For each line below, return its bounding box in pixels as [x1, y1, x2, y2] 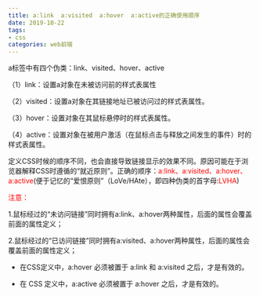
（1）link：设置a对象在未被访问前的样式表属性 [8, 80, 157, 90]
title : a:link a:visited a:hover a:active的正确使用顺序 [8, 11, 200, 20]
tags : [8, 26, 26, 34]
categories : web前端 [8, 41, 73, 49]
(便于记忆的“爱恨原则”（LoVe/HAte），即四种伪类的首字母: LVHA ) [33, 176, 240, 185]
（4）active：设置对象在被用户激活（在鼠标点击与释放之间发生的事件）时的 [8, 130, 252, 140]
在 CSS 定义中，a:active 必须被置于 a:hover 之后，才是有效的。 [19, 280, 223, 289]
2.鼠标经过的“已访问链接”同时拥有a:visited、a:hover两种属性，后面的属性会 [8, 236, 251, 246]
